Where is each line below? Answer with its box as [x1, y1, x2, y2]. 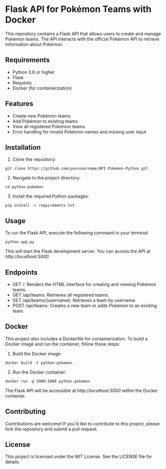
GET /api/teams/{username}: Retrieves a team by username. [12, 297, 137, 303]
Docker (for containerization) [12, 85, 72, 91]
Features [5, 99, 33, 108]
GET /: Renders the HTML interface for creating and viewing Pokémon [12, 281, 157, 287]
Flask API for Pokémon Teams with [5, 3, 152, 15]
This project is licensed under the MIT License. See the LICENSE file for [5, 453, 153, 459]
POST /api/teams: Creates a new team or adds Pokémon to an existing [12, 302, 157, 308]
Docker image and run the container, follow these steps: [5, 341, 121, 347]
